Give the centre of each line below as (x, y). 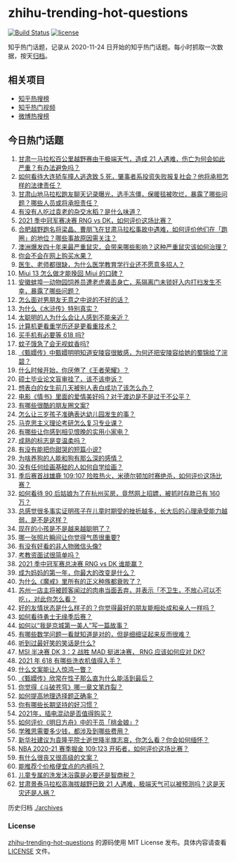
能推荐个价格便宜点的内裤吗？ (61, 766)
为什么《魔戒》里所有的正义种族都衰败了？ (80, 581)
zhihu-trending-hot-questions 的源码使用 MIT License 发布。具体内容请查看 (117, 842)
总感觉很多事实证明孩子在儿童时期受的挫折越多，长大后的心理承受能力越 (123, 511)
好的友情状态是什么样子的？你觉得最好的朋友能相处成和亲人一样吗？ (117, 608)
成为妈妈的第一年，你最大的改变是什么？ (77, 573)
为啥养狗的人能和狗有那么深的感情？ (71, 458)
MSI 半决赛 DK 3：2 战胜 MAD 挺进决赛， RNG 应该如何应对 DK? (112, 651)
